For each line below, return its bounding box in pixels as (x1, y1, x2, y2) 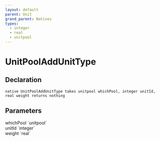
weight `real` (5, 130, 31, 136)
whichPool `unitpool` (5, 120, 47, 126)
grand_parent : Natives (5, 16, 52, 21)
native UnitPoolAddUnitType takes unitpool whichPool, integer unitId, (5, 89, 156, 94)
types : (5, 21, 19, 26)
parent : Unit (5, 12, 32, 17)
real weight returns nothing (5, 93, 65, 98)
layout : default (5, 7, 39, 12)
